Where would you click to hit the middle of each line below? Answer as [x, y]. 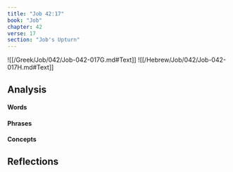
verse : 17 [22, 33]
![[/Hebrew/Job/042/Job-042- [182, 60]
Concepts [22, 139]
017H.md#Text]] [31, 67]
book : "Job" [25, 20]
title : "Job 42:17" [36, 14]
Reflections [33, 161]
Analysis [27, 90]
